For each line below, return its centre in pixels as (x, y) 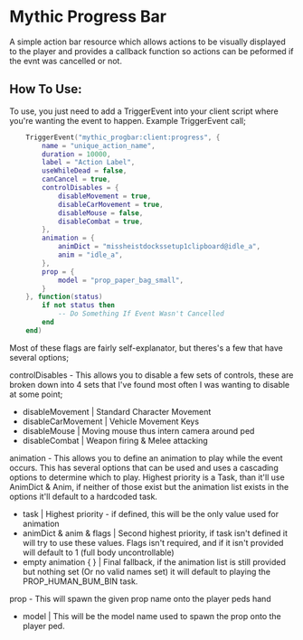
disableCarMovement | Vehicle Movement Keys (111, 421)
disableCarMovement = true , (111, 204)
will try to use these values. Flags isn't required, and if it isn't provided (153, 542)
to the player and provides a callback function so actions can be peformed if (151, 51)
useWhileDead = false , (85, 171)
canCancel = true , (76, 179)
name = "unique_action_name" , (99, 146)
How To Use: (46, 89)
